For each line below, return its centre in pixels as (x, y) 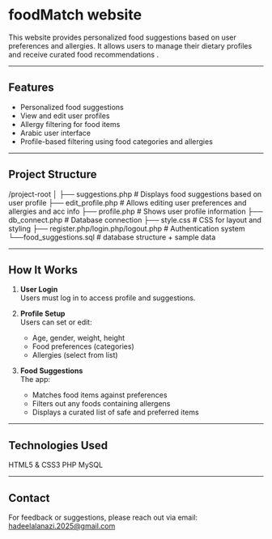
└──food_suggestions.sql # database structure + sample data (112, 237)
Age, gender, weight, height (79, 338)
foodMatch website (75, 15)
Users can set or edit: (56, 322)
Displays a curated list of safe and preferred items (116, 412)
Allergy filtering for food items (70, 124)
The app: (35, 380)
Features (31, 88)
